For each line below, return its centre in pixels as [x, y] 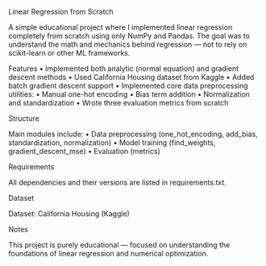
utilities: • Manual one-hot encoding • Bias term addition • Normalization [129, 94]
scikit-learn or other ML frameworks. [69, 53]
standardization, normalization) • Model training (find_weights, [112, 143]
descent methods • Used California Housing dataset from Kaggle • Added [131, 77]
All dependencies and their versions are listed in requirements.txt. [118, 182]
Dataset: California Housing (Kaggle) [69, 214]
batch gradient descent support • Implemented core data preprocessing [128, 85]
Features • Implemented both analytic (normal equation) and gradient [124, 69]
